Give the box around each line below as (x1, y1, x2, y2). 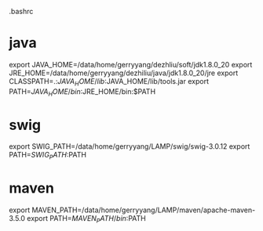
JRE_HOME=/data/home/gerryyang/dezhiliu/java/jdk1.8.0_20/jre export (9, 68, 239, 78)
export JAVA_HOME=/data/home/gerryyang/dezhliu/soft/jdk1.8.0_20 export (9, 60, 253, 69)
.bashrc (9, 7, 34, 16)
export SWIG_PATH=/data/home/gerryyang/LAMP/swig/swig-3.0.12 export (9, 142, 250, 151)
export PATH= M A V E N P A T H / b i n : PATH (27, 214, 146, 225)
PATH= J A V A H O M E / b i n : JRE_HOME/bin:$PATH (9, 86, 156, 98)
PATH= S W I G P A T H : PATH (9, 150, 87, 161)
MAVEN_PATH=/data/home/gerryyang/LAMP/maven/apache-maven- (31, 205, 256, 215)
